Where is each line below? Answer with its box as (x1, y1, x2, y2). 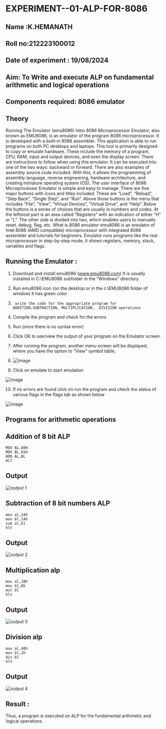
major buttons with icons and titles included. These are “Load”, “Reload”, (5, 190, 153, 196)
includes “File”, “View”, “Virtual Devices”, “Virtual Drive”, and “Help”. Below (5, 201, 157, 207)
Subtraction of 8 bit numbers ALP (5, 499, 110, 508)
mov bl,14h (5, 516, 28, 521)
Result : (5, 700, 30, 708)
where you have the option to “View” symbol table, (12, 348, 116, 354)
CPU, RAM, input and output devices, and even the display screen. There (5, 154, 154, 160)
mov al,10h (5, 579, 28, 584)
